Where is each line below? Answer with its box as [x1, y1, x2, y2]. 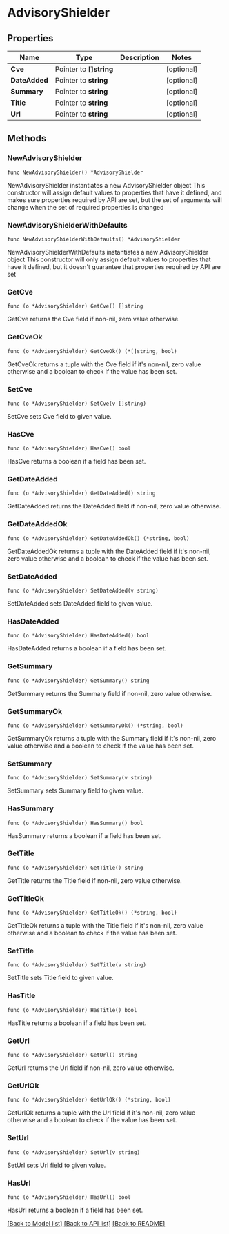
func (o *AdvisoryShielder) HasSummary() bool [7, 819, 143, 826]
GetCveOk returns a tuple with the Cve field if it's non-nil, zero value [7, 360, 201, 368]
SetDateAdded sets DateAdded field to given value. [7, 599, 153, 608]
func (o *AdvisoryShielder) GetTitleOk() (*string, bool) [7, 909, 177, 917]
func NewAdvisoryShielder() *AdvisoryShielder [7, 169, 143, 176]
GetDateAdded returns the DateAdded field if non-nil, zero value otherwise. [7, 502, 221, 510]
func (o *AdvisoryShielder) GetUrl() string [7, 1052, 137, 1059]
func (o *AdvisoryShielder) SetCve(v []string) [7, 400, 147, 407]
